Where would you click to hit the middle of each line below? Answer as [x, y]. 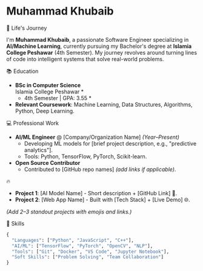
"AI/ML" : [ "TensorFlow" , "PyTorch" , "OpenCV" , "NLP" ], [82, 246]
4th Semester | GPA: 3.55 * [58, 98]
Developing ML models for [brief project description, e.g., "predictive [110, 143]
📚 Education [22, 71]
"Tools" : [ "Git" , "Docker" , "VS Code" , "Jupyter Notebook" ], [91, 252]
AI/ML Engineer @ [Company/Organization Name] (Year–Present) [97, 137]
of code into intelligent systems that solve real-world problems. [85, 59]
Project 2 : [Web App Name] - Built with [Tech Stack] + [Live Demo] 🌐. [102, 199]
